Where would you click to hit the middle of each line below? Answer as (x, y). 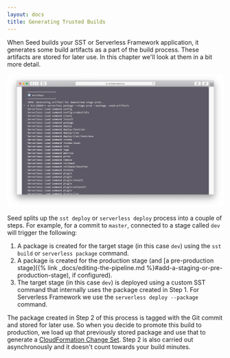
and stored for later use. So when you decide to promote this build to (104, 325)
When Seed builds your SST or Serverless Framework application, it (103, 42)
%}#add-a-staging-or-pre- (185, 268)
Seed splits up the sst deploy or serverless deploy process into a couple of (115, 218)
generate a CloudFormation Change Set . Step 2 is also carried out (100, 339)
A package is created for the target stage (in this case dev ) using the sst (119, 246)
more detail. (24, 64)
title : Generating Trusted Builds (57, 22)
